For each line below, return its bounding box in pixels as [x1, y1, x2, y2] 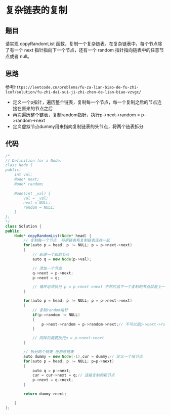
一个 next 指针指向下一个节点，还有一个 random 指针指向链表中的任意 [14, 47, 159, 53]
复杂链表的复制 [5, 5, 68, 16]
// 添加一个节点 [32, 266, 62, 271]
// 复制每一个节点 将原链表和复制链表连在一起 [23, 238, 110, 243]
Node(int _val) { [14, 191, 51, 196]
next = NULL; [23, 200, 51, 205]
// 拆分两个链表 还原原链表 [23, 349, 74, 354]
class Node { [5, 163, 33, 168]
